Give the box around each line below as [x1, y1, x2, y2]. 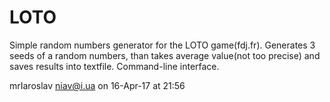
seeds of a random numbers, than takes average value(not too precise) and [9, 49, 321, 61]
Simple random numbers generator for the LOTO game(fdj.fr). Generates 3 [9, 39, 316, 51]
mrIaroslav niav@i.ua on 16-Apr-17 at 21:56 [9, 79, 186, 91]
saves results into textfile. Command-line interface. [9, 60, 220, 72]
